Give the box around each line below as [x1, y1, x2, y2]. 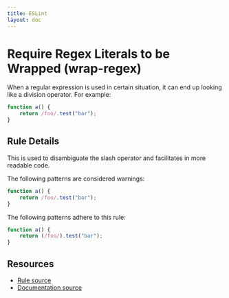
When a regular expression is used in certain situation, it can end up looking [7, 83, 222, 91]
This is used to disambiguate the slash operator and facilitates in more [7, 154, 206, 162]
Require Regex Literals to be [7, 46, 171, 62]
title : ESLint [7, 10, 48, 17]
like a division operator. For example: [7, 91, 111, 99]
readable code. [7, 161, 50, 169]
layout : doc [7, 16, 41, 23]
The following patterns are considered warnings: [7, 174, 145, 183]
